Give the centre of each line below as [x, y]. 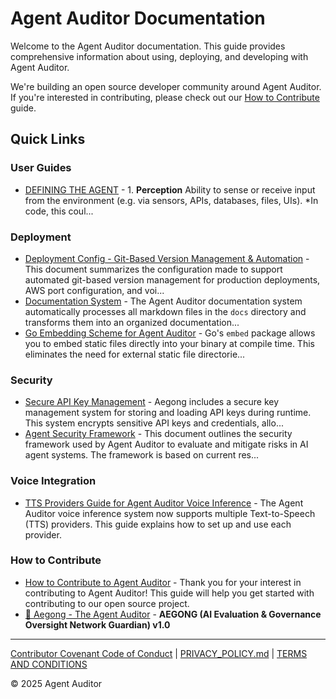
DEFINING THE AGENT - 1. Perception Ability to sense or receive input [170, 189]
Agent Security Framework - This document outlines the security [158, 434]
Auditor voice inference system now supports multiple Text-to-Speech [170, 513]
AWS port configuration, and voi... [94, 290]
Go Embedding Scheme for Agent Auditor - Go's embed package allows [170, 333]
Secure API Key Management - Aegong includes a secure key [152, 402]
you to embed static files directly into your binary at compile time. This [169, 343]
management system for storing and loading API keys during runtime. [168, 413]
